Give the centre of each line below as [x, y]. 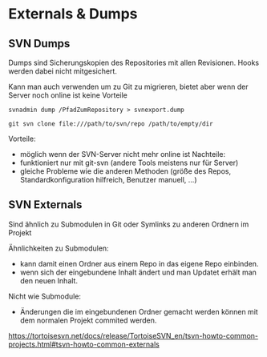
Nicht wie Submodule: [45, 296]
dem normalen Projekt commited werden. [88, 320]
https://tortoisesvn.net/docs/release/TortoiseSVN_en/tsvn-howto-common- [133, 335]
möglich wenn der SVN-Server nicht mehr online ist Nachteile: [123, 154]
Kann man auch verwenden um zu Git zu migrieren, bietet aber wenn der [128, 86]
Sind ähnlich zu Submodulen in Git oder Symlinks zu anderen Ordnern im [129, 224]
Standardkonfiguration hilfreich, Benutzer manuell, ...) [109, 180]
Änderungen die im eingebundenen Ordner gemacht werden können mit [139, 311]
